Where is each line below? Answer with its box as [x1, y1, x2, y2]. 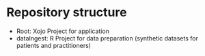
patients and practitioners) [16, 41, 92, 49]
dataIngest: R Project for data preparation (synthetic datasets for [16, 34, 199, 42]
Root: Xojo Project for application [16, 27, 110, 35]
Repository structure [6, 5, 127, 20]
